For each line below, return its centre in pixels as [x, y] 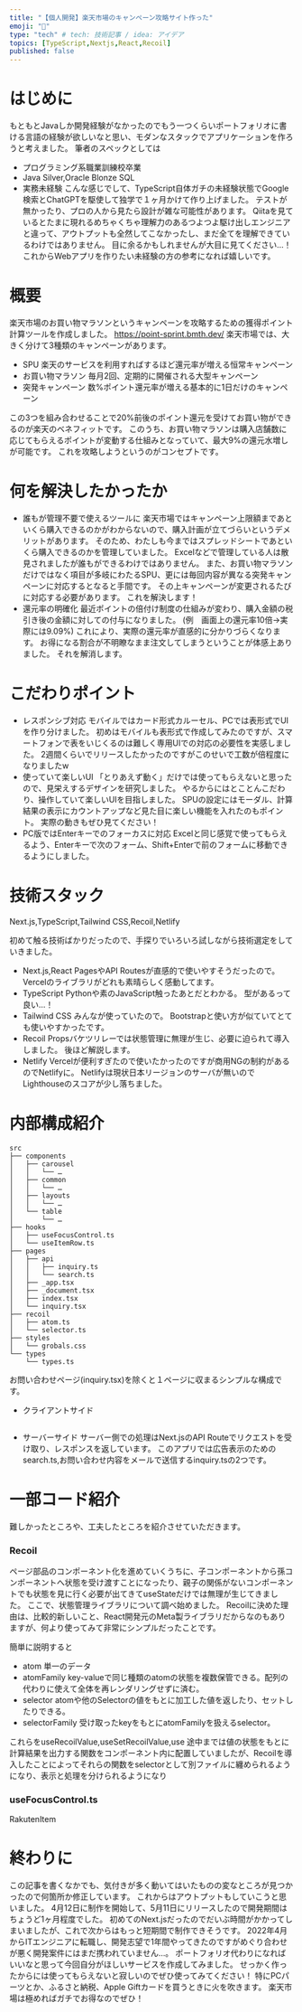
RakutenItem [33, 1819]
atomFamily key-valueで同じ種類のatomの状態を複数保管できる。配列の [155, 1677]
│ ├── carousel [42, 1164]
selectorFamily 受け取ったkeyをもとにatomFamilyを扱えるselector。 [149, 1722]
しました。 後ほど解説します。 [78, 1049]
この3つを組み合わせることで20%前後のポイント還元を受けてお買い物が [143, 418]
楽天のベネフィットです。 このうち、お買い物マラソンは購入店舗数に [160, 429]
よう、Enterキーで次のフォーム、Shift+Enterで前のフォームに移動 [151, 844]
